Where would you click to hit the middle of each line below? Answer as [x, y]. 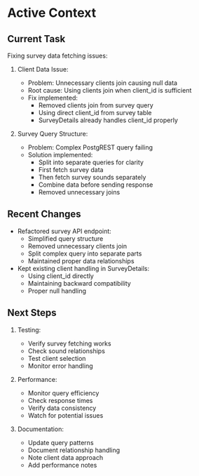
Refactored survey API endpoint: [64, 231]
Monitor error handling [60, 366]
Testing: [29, 330]
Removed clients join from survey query [96, 105]
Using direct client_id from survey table [95, 113]
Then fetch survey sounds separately [92, 177]
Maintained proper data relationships [81, 260]
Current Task [36, 39]
